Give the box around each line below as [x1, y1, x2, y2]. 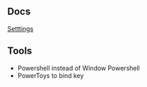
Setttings [7, 24, 34, 33]
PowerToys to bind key [17, 71, 84, 80]
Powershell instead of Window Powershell [17, 64, 140, 72]
